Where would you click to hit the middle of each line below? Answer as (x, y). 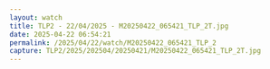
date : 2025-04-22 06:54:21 (60, 34)
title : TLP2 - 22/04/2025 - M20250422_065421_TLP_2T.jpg (119, 26)
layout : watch (36, 17)
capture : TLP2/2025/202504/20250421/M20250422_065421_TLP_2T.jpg (135, 51)
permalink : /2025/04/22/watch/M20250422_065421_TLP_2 (113, 43)
